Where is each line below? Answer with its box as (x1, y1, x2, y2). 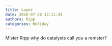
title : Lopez (5, 7, 33, 12)
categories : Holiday (5, 21, 49, 26)
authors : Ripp (5, 16, 36, 21)
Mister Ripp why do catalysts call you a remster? (5, 35, 107, 41)
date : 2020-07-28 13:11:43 (5, 12, 63, 17)
